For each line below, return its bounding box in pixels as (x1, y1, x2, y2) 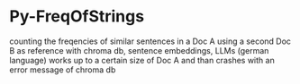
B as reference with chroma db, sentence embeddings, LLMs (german (9, 45, 269, 55)
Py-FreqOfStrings (9, 6, 145, 27)
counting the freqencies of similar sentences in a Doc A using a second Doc (9, 36, 291, 46)
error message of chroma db (9, 64, 116, 75)
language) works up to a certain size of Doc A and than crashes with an (9, 55, 275, 65)
